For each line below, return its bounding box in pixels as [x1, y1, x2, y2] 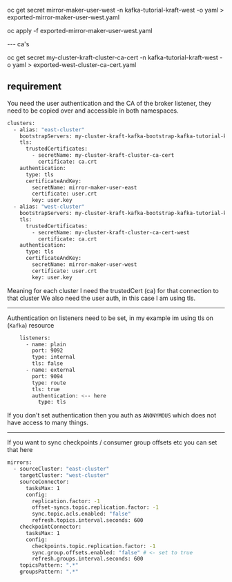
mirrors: [7, 459, 32, 466]
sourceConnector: [19, 478, 70, 485]
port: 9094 [32, 373, 64, 379]
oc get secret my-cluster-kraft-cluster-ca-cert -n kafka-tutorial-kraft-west [7, 53, 219, 62]
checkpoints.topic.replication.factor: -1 [32, 543, 156, 550]
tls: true [32, 386, 60, 393]
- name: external [25, 366, 76, 374]
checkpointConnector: [19, 523, 81, 531]
